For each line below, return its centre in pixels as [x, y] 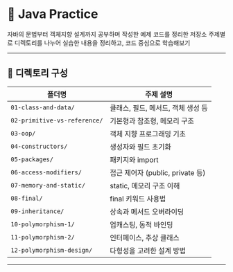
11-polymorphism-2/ [43, 237]
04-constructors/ [39, 146]
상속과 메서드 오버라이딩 [147, 212]
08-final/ [27, 198]
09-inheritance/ [37, 211]
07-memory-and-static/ [48, 185]
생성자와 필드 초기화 [140, 147]
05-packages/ [32, 159]
